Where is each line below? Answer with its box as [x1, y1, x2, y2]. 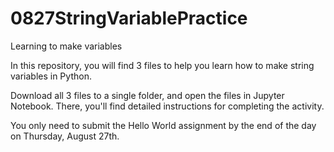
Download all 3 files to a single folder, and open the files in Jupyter [10, 89, 285, 101]
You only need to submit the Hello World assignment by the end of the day [10, 119, 317, 131]
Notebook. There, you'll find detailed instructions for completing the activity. [10, 100, 325, 112]
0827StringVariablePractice [10, 7, 248, 30]
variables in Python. [10, 70, 92, 82]
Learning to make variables [10, 40, 123, 52]
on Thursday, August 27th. [10, 130, 120, 142]
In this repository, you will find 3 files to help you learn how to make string [10, 59, 315, 71]
